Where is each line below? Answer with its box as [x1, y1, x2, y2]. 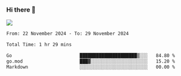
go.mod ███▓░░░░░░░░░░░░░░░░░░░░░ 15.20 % [6, 58, 175, 64]
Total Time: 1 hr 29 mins [6, 42, 72, 48]
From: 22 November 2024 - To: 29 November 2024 [6, 30, 129, 37]
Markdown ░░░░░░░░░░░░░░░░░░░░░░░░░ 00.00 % [6, 64, 175, 70]
